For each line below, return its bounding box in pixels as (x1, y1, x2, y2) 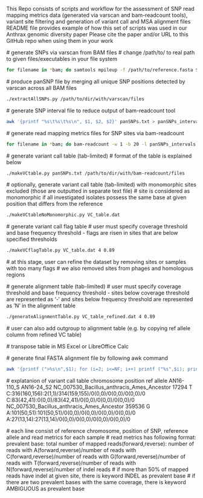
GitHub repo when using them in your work (6, 37, 114, 44)
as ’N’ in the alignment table (6, 302, 76, 310)
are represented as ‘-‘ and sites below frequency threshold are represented (6, 296, 193, 303)
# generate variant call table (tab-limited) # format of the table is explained (6, 152, 192, 159)
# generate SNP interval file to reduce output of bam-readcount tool (6, 107, 176, 114)
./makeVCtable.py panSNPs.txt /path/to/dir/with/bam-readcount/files (6, 170, 185, 176)
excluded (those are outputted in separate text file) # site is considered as (6, 187, 190, 195)
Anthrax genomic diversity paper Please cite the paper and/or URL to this (6, 31, 188, 38)
